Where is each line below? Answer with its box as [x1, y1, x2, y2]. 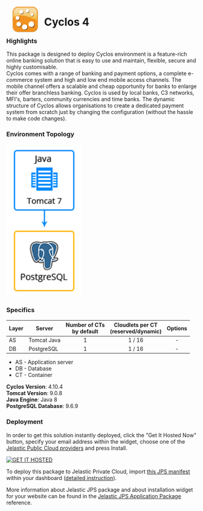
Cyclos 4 [44, 15, 89, 29]
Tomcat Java [28, 336, 61, 344]
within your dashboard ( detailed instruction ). [6, 474, 117, 481]
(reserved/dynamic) [109, 328, 162, 335]
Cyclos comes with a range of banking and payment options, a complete [6, 70, 187, 77]
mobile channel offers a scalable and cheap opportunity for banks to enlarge [6, 82, 198, 90]
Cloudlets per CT [114, 321, 158, 329]
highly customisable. [6, 64, 58, 71]
